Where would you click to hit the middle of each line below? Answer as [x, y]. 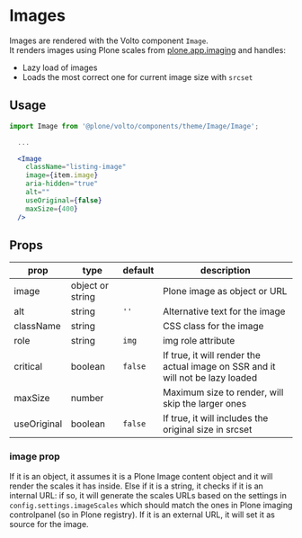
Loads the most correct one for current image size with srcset [138, 76]
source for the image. [49, 524]
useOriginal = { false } [64, 200]
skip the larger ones [205, 404]
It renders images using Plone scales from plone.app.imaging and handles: [147, 49]
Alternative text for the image [224, 311]
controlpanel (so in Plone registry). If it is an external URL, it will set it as [142, 515]
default [138, 271]
